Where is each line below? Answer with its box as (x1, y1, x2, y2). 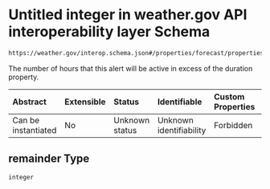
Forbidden (214, 119, 253, 131)
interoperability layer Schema (8, 22, 211, 41)
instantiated (12, 124, 57, 135)
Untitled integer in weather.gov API (8, 6, 247, 24)
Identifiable (157, 96, 202, 107)
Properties (214, 101, 256, 112)
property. (8, 72, 39, 82)
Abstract (12, 96, 47, 107)
